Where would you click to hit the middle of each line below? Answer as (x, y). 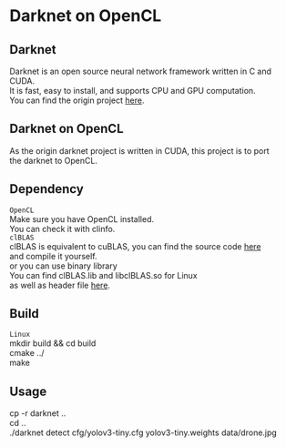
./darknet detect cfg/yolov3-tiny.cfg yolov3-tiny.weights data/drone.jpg (143, 432)
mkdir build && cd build (53, 343)
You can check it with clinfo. (62, 229)
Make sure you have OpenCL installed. (82, 218)
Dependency (46, 189)
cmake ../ (27, 353)
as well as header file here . (60, 285)
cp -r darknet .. (38, 413)
